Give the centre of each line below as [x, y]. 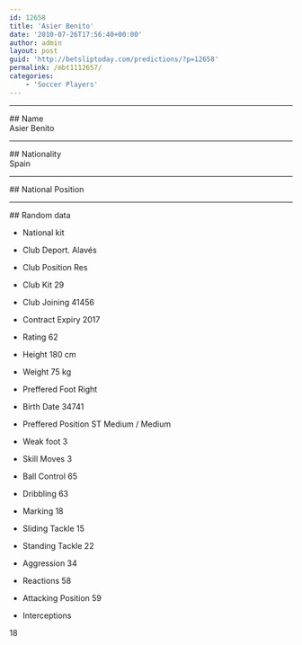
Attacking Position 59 [62, 597]
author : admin [36, 43]
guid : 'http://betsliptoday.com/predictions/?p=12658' [114, 59]
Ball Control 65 [50, 476]
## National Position [47, 189]
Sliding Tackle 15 [53, 528]
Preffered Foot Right [60, 389]
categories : [31, 76]
